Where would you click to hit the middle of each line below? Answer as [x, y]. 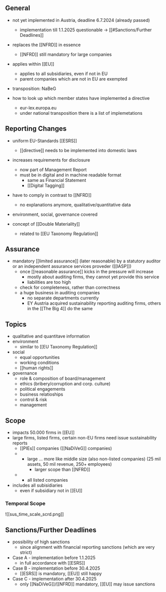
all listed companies [47, 480]
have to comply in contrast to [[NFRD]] [52, 195]
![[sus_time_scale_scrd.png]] [35, 514]
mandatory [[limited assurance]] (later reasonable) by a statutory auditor [86, 261]
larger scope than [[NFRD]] [62, 470]
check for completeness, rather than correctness [70, 287]
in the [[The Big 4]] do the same [60, 309]
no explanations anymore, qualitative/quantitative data [75, 205]
